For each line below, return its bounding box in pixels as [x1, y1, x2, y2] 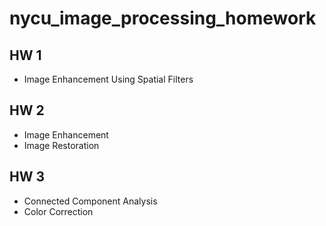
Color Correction [23, 205, 94, 217]
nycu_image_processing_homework [9, 7, 317, 30]
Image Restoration [23, 139, 100, 151]
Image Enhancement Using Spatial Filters [23, 73, 194, 85]
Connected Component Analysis [23, 195, 158, 207]
